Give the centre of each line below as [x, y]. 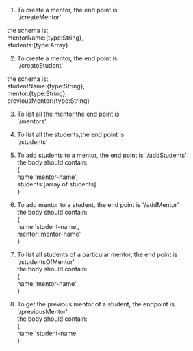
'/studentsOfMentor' [46, 262]
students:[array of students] [56, 184]
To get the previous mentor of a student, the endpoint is [95, 304]
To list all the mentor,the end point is [68, 114]
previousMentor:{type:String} [49, 101]
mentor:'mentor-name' [49, 234]
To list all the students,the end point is [70, 134]
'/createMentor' [39, 17]
